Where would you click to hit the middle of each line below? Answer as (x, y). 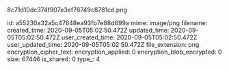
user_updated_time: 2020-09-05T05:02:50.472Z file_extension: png (103, 45)
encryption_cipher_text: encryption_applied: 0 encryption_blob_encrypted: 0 (114, 52)
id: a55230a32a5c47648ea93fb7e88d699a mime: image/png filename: (107, 23)
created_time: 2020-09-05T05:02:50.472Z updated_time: (88, 30)
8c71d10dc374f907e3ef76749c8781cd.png (67, 10)
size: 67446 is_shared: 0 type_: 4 (54, 59)
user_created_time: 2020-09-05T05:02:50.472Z (129, 37)
